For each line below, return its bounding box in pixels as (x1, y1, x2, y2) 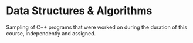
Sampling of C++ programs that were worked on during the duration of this (6, 24, 188, 31)
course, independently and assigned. (6, 29, 96, 37)
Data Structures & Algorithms (6, 4, 153, 18)
